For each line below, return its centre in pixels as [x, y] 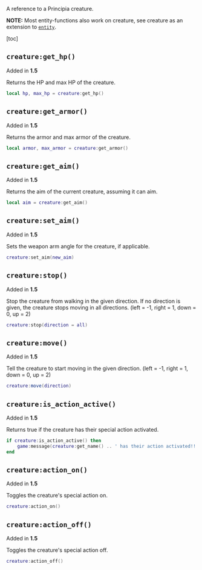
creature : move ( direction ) [39, 386]
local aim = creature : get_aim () [47, 203]
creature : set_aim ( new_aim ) [40, 257]
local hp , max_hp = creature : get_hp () [55, 93]
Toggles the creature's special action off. [57, 550]
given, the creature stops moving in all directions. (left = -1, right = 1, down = [101, 307]
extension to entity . [31, 27]
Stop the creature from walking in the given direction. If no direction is [93, 301]
